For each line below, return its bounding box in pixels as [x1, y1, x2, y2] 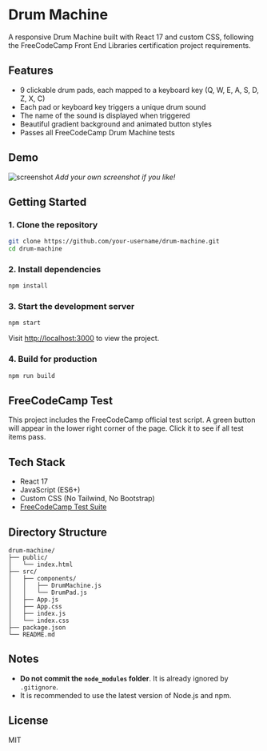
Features [8, 64, 54, 78]
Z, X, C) [19, 94, 46, 103]
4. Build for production [8, 354, 98, 365]
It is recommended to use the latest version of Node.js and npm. [19, 690, 232, 700]
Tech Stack [8, 455, 66, 469]
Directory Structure [8, 525, 108, 539]
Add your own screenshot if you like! [54, 172, 176, 182]
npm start [8, 319, 42, 327]
